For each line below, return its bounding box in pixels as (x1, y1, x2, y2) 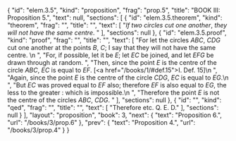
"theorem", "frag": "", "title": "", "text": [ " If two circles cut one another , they (7, 21, 228, 29)
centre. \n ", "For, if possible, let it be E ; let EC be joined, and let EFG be (7, 51, 214, 59)
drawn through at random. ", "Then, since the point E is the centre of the (7, 59, 217, 66)
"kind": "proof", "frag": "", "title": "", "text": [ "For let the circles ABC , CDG (7, 36, 221, 44)
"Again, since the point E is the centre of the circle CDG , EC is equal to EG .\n (7, 73, 229, 82)
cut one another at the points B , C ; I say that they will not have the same (7, 44, 216, 51)
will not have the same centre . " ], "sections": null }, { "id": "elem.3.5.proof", (7, 28, 227, 37)
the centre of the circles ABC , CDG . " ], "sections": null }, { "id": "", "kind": (7, 96, 222, 104)
